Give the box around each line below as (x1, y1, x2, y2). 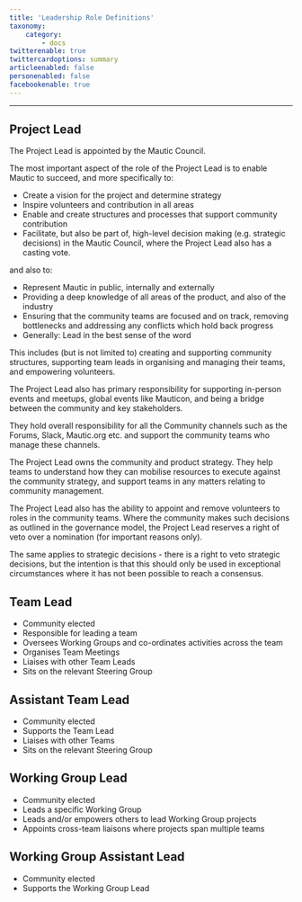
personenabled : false (9, 72, 91, 81)
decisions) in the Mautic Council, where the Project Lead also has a (22, 237, 272, 248)
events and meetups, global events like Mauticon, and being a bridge (9, 393, 265, 405)
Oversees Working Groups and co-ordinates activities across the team (22, 638, 283, 648)
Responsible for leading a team (22, 628, 138, 639)
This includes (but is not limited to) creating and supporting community (9, 347, 272, 358)
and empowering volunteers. (9, 366, 116, 378)
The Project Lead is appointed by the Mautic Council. (9, 146, 207, 156)
